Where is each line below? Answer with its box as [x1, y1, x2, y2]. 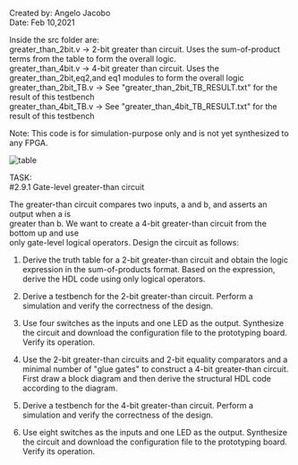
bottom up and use [9, 228, 79, 238]
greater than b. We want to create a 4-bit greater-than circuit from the [9, 219, 267, 228]
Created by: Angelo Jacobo [9, 8, 111, 18]
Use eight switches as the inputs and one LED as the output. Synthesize [21, 427, 288, 437]
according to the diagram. [21, 383, 118, 393]
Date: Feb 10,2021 [9, 17, 75, 28]
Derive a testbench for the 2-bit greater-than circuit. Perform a [21, 291, 253, 301]
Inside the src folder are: [9, 35, 100, 45]
